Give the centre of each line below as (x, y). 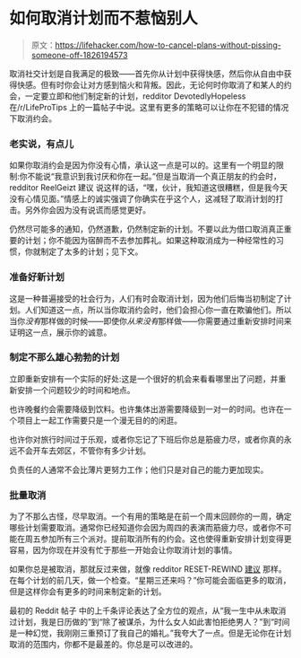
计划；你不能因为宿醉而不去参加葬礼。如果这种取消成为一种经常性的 (150, 241)
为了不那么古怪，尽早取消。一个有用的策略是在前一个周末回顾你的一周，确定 (150, 516)
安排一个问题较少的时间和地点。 (76, 390)
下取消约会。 (33, 118)
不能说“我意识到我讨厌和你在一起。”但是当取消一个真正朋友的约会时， (155, 177)
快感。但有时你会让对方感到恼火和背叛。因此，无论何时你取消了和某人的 (150, 84)
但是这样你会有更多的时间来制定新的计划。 (88, 592)
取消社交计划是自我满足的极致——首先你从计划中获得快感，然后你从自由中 (146, 74)
